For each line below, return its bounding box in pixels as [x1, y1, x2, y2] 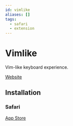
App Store [5, 115, 26, 121]
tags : [5, 17, 16, 22]
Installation [5, 88, 41, 97]
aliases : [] [5, 12, 30, 17]
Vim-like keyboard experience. [5, 64, 68, 70]
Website [5, 74, 22, 80]
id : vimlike [5, 7, 30, 13]
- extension [9, 26, 35, 31]
